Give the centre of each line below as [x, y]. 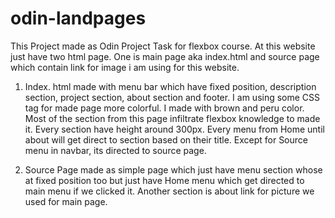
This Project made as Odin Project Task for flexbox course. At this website [163, 46]
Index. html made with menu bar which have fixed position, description [170, 86]
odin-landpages [78, 18]
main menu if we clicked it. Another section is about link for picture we [169, 191]
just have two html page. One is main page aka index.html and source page [165, 56]
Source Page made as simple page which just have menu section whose [173, 169]
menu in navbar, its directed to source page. [115, 150]
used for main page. [66, 201]
